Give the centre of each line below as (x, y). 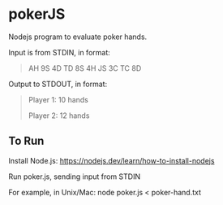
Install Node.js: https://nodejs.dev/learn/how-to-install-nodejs (111, 160)
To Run (26, 141)
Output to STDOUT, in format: (58, 84)
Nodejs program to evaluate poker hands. (78, 37)
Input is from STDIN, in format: (60, 52)
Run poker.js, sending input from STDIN (74, 177)
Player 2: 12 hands (59, 116)
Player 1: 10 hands (58, 99)
